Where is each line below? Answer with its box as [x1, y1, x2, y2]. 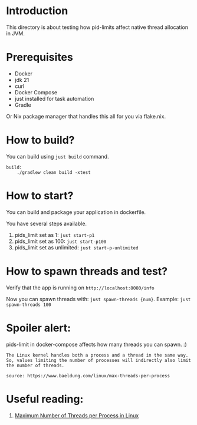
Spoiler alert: [6, 321, 71, 334]
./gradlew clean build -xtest [17, 169, 91, 175]
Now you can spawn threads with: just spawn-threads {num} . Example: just [6, 295, 191, 302]
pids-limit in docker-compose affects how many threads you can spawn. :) [6, 341, 187, 348]
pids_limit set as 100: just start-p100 [14, 238, 107, 245]
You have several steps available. [6, 220, 87, 227]
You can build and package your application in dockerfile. [6, 208, 146, 216]
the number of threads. [6, 363, 65, 368]
